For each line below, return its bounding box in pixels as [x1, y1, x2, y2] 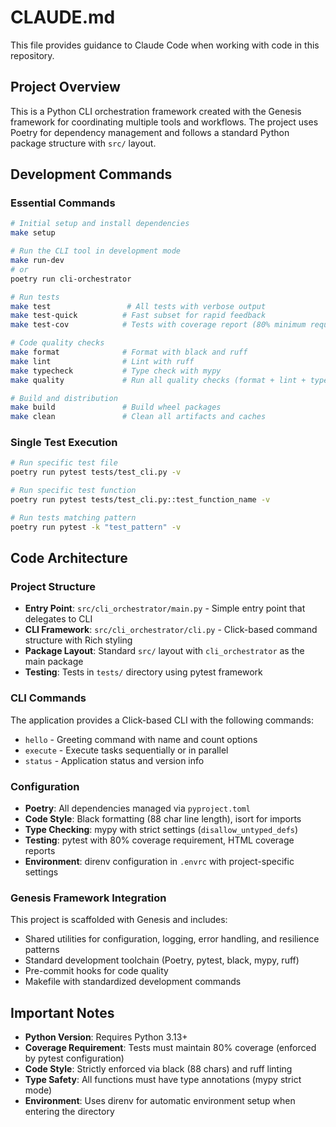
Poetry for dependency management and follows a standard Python [10, 126, 290, 138]
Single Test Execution [10, 436, 118, 450]
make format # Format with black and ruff [10, 347, 248, 358]
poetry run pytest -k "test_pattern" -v [10, 522, 182, 532]
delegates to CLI [24, 613, 93, 625]
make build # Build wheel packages [10, 402, 222, 413]
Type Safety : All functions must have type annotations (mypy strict [24, 1074, 302, 1086]
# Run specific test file [10, 458, 118, 468]
